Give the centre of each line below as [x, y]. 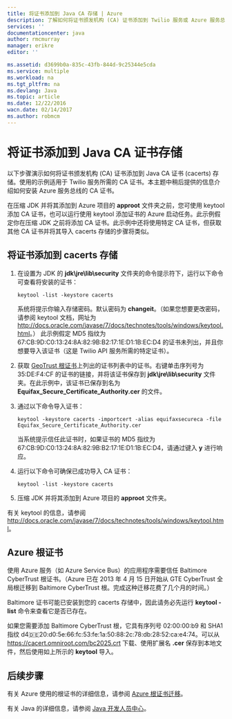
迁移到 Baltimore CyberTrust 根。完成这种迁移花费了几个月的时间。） [116, 588]
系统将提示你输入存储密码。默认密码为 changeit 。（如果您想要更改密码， [120, 308]
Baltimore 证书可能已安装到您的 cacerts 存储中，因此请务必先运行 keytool [112, 603]
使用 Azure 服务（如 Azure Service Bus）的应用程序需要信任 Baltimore [107, 570]
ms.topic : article [33, 97]
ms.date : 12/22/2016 [37, 104]
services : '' [26, 26]
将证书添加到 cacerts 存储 [62, 255]
